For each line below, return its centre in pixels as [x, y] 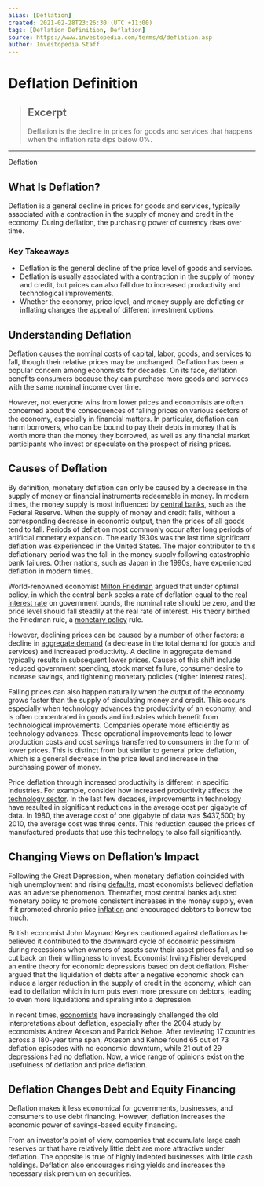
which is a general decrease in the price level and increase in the [113, 758]
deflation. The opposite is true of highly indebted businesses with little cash [130, 1157]
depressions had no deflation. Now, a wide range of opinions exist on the [126, 1056]
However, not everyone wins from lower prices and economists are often [126, 402]
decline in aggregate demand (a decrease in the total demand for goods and [132, 643]
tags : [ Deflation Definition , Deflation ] [77, 30]
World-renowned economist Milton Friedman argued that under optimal [124, 586]
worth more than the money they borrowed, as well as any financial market [129, 436]
